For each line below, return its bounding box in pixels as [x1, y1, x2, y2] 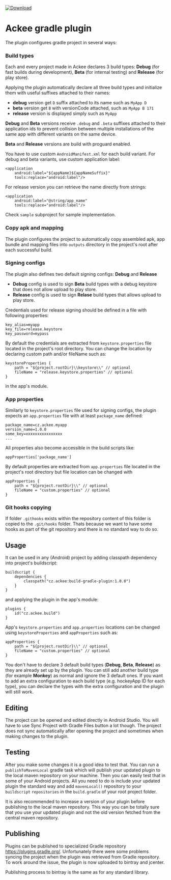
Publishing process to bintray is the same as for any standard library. [5, 869, 149, 875]
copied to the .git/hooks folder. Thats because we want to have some [5, 521, 153, 527]
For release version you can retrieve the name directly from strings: [5, 184, 147, 190]
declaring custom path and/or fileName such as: [5, 351, 107, 357]
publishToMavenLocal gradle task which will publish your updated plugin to [5, 767, 161, 773]
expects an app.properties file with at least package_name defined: [5, 413, 143, 419]
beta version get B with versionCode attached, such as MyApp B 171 [12, 105, 154, 111]
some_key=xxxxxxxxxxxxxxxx [5, 432, 63, 437]
